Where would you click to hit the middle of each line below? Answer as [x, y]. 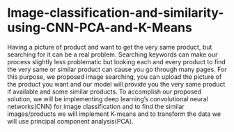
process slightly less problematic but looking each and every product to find [117, 61]
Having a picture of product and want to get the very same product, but [110, 47]
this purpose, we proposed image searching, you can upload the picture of [115, 76]
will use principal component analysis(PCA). [70, 121]
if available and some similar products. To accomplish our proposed [104, 91]
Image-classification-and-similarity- [116, 13]
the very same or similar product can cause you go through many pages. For [117, 69]
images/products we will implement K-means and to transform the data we [114, 114]
